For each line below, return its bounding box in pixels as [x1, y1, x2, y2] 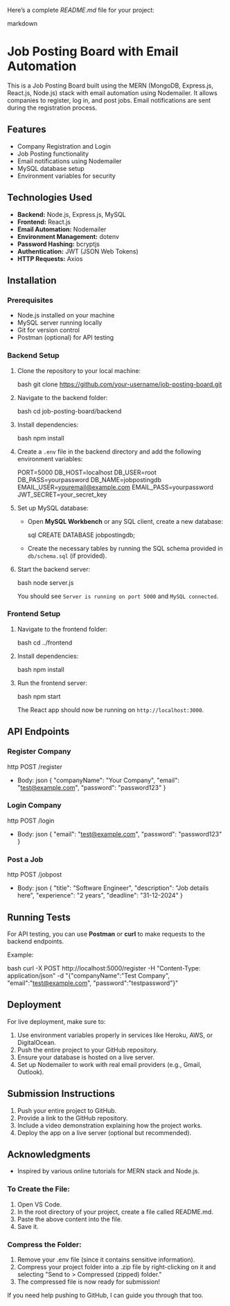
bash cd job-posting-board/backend [17, 406, 122, 415]
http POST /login [7, 816, 55, 825]
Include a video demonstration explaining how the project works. [17, 1121, 202, 1130]
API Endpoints [7, 726, 70, 738]
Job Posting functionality [17, 149, 89, 158]
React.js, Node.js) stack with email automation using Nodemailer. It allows [7, 88, 218, 97]
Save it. [17, 1222, 39, 1230]
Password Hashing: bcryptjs [17, 240, 100, 248]
